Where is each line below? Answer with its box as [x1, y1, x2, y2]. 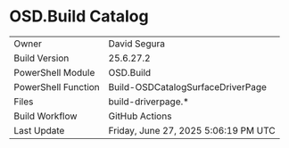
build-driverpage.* [108, 95, 189, 108]
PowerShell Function [13, 80, 100, 93]
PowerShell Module [13, 66, 95, 78]
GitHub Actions [108, 110, 172, 122]
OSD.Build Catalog [9, 6, 149, 27]
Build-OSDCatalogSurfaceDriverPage [108, 80, 268, 93]
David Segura [108, 37, 165, 50]
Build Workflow [13, 110, 78, 122]
